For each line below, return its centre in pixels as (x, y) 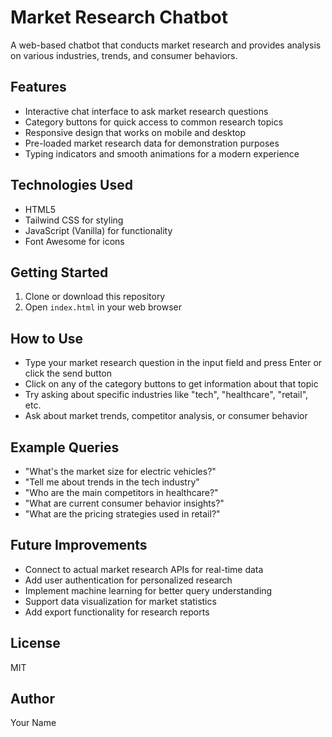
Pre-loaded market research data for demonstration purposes (152, 143)
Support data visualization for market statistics (120, 601)
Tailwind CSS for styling (74, 220)
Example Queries (65, 447)
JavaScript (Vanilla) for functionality (98, 230)
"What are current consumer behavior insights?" (124, 503)
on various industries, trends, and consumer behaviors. (124, 55)
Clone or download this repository (95, 297)
